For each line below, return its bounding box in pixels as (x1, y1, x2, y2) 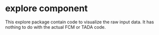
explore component (5, 3, 88, 14)
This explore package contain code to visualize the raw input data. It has (5, 19, 155, 25)
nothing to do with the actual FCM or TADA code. (5, 24, 106, 30)
